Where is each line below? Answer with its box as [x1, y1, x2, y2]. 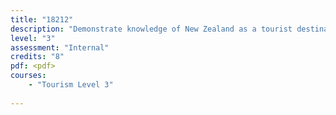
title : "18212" [10, 14, 74, 25]
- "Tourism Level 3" [28, 80, 114, 90]
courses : [10, 71, 47, 81]
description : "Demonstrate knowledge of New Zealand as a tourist [10, 24, 293, 34]
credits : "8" [10, 52, 65, 62]
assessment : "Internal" [10, 42, 110, 53]
